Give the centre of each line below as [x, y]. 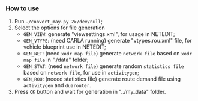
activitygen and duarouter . [57, 85]
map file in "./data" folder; [56, 60]
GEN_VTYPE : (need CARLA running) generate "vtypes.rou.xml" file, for [108, 41]
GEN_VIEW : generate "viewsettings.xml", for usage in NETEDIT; [99, 34]
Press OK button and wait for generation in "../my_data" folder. [90, 92]
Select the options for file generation [60, 28]
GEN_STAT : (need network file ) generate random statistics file [103, 66]
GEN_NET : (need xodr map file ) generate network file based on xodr [108, 54]
